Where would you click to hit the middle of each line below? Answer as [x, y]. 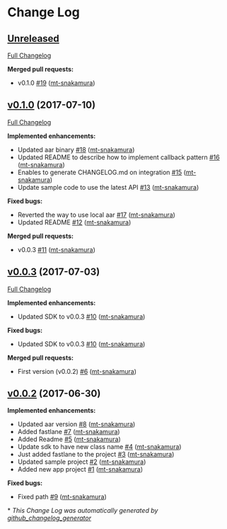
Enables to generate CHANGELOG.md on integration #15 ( [101, 172]
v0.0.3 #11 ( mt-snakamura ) [56, 249]
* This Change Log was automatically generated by [83, 511]
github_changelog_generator [50, 518]
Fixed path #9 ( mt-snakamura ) [62, 497]
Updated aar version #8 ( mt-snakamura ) [76, 424]
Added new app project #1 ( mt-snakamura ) [80, 470]
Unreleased [34, 39]
